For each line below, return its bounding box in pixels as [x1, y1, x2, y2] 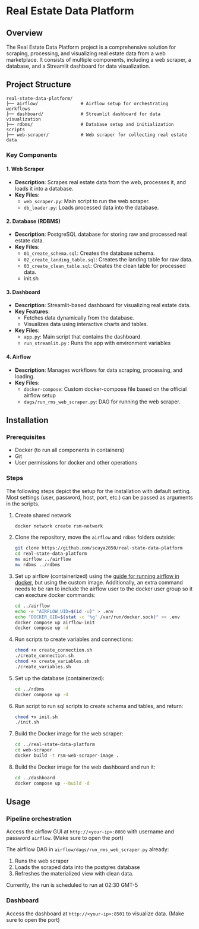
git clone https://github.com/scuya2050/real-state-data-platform [14, 545, 183, 551]
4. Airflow [6, 353, 31, 360]
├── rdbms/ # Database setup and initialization [6, 121, 174, 127]
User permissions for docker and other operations [14, 459, 138, 466]
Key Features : [14, 308, 50, 315]
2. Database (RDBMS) [6, 217, 61, 225]
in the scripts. [6, 500, 40, 507]
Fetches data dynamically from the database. [23, 314, 135, 321]
